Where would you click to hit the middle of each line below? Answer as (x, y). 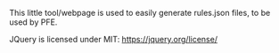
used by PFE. (33, 22)
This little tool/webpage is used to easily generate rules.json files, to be (140, 13)
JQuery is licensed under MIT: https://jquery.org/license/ (114, 39)
